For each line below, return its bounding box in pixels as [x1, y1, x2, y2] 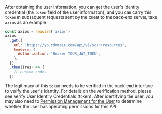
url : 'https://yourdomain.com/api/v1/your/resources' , [14, 42, 127, 48]
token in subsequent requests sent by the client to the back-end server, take [5, 15, 158, 20]
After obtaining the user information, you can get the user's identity [5, 4, 140, 10]
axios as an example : [5, 19, 49, 25]
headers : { [14, 47, 36, 52]
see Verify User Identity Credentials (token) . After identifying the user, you [5, 93, 154, 99]
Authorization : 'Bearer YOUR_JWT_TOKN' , [17, 51, 101, 56]
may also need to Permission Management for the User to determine [5, 98, 142, 104]
